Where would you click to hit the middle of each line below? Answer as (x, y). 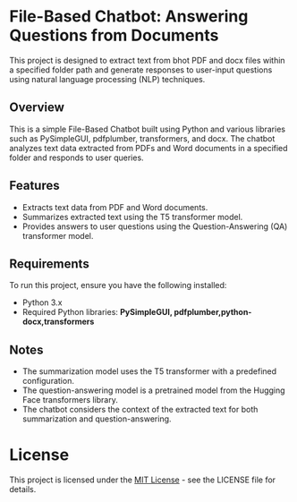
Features (34, 186)
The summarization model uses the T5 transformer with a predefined (149, 371)
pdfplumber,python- (213, 312)
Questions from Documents (114, 35)
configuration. (48, 381)
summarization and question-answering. (97, 419)
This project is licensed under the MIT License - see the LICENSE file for (142, 480)
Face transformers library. (70, 400)
